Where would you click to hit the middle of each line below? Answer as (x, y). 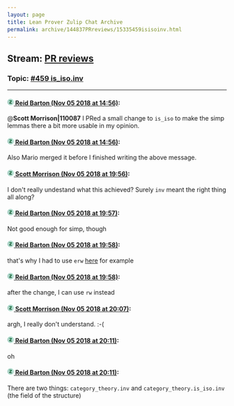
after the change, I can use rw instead (61, 292)
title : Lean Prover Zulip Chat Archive (65, 22)
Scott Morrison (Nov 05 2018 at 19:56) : (72, 174)
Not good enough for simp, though (57, 228)
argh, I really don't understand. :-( (56, 325)
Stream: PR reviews (50, 58)
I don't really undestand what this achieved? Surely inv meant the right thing (117, 189)
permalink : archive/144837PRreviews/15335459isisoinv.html (95, 29)
